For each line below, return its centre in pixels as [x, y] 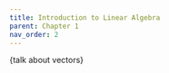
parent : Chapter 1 [44, 26]
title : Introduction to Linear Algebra [85, 18]
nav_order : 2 [34, 34]
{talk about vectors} [47, 60]
